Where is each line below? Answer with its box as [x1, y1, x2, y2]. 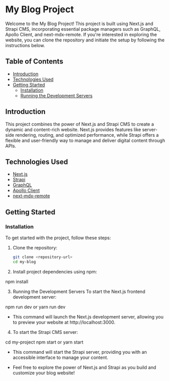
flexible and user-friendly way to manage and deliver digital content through [5, 137, 165, 143]
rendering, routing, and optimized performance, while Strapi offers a [15, 132, 159, 138]
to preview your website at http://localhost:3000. [12, 319, 116, 325]
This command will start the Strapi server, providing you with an [12, 349, 147, 355]
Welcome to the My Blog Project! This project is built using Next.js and [5, 20, 153, 27]
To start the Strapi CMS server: [12, 329, 78, 335]
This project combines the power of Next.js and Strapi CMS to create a [5, 121, 154, 127]
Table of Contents [5, 57, 64, 66]
